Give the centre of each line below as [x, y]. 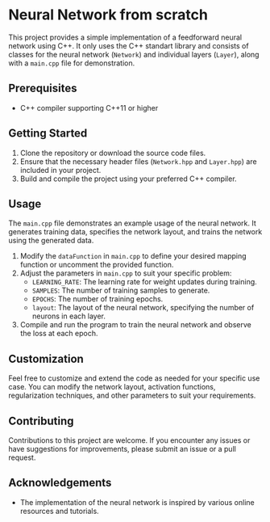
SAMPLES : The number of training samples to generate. [121, 290]
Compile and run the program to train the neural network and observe [135, 325]
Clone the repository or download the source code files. [113, 153]
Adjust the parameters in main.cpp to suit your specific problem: [126, 273]
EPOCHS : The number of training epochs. [98, 299]
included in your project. [60, 170]
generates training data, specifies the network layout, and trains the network [135, 232]
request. [22, 457]
